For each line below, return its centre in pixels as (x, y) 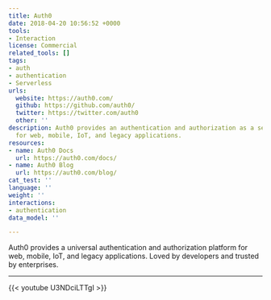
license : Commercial (43, 46)
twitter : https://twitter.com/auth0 (77, 113)
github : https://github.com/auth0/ (75, 105)
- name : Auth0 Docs (41, 150)
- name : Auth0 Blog (41, 166)
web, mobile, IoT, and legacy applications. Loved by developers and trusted (134, 256)
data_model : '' (34, 218)
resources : (27, 143)
